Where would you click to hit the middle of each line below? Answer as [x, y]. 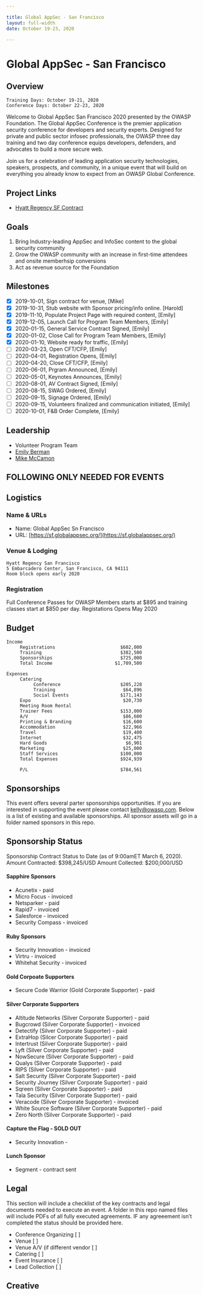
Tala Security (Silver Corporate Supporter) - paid [76, 1095]
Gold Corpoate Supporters [40, 976]
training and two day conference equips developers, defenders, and [91, 143]
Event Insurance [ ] [39, 1260]
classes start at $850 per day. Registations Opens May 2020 [82, 609]
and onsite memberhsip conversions [61, 261]
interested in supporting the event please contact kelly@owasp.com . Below [100, 809]
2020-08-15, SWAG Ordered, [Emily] [61, 391]
